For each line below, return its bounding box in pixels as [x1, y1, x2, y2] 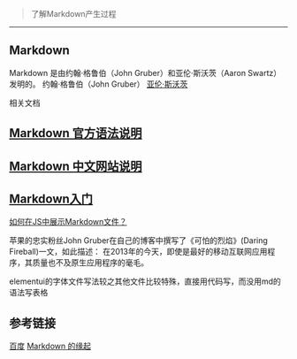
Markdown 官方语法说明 [9, 126, 143, 141]
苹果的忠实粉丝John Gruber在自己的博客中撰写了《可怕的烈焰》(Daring [9, 235, 268, 246]
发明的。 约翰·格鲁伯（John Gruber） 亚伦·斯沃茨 [9, 79, 188, 89]
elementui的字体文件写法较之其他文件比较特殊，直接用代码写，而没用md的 [9, 276, 281, 286]
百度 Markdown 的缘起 [9, 340, 91, 352]
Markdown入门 [9, 191, 94, 206]
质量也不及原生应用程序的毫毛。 [32, 257, 148, 268]
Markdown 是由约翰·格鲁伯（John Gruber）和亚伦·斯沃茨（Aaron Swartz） [9, 67, 281, 78]
